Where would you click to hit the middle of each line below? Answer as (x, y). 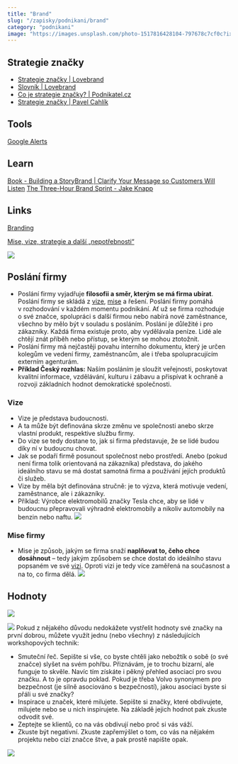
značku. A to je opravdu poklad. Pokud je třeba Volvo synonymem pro (119, 679)
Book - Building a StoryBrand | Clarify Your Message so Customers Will (111, 181)
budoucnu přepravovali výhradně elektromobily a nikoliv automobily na (121, 508)
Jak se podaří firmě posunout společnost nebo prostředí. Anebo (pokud (122, 456)
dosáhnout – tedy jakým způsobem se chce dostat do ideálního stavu (119, 558)
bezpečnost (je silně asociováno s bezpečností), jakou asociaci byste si (122, 686)
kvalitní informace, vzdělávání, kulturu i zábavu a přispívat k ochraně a (120, 377)
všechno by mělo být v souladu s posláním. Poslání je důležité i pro (115, 324)
